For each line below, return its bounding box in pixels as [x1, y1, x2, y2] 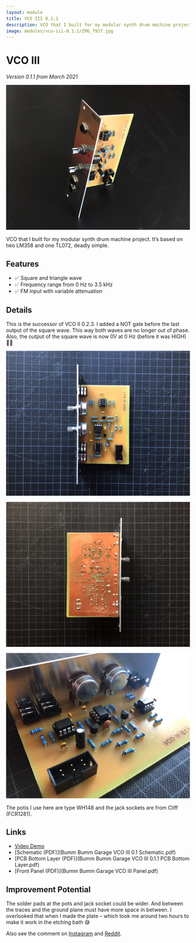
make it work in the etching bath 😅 [6, 919, 90, 926]
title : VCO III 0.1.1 [6, 15, 59, 22]
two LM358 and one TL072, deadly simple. [6, 242, 109, 249]
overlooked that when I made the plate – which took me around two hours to [6, 913, 190, 920]
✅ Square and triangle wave [14, 275, 82, 282]
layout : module [6, 9, 43, 15]
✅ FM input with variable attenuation [14, 287, 103, 295]
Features [6, 259, 39, 269]
